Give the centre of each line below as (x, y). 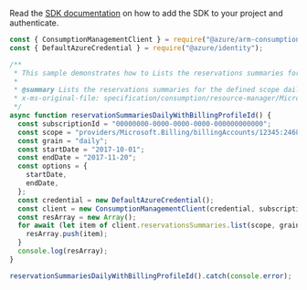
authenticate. (34, 23)
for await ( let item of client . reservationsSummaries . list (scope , (147, 226)
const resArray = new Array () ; (77, 217)
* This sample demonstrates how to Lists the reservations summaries (148, 73)
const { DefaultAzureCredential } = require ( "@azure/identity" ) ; (136, 48)
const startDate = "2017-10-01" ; (81, 150)
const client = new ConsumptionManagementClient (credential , (137, 209)
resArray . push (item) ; (67, 234)
